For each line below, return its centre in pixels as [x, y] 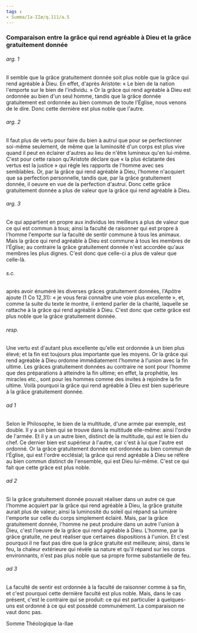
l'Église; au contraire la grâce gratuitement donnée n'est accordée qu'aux [95, 247]
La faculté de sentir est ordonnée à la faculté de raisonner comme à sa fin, [96, 587]
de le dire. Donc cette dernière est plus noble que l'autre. [75, 108]
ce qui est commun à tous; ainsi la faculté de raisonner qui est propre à [92, 228]
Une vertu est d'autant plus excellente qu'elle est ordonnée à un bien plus [96, 348]
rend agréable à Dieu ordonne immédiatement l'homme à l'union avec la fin [97, 360]
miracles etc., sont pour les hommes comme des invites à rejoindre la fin [94, 379]
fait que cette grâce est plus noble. [49, 467]
